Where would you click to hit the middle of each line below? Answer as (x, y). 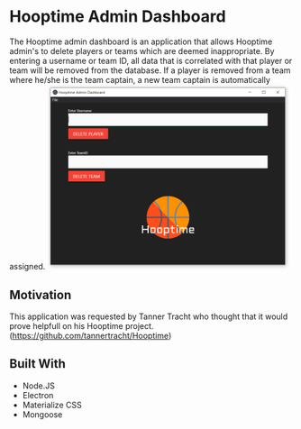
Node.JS (39, 386)
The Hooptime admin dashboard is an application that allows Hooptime (141, 41)
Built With (37, 364)
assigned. (27, 267)
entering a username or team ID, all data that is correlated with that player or (151, 60)
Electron (38, 395)
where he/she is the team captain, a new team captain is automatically (140, 79)
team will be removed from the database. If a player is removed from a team (150, 70)
